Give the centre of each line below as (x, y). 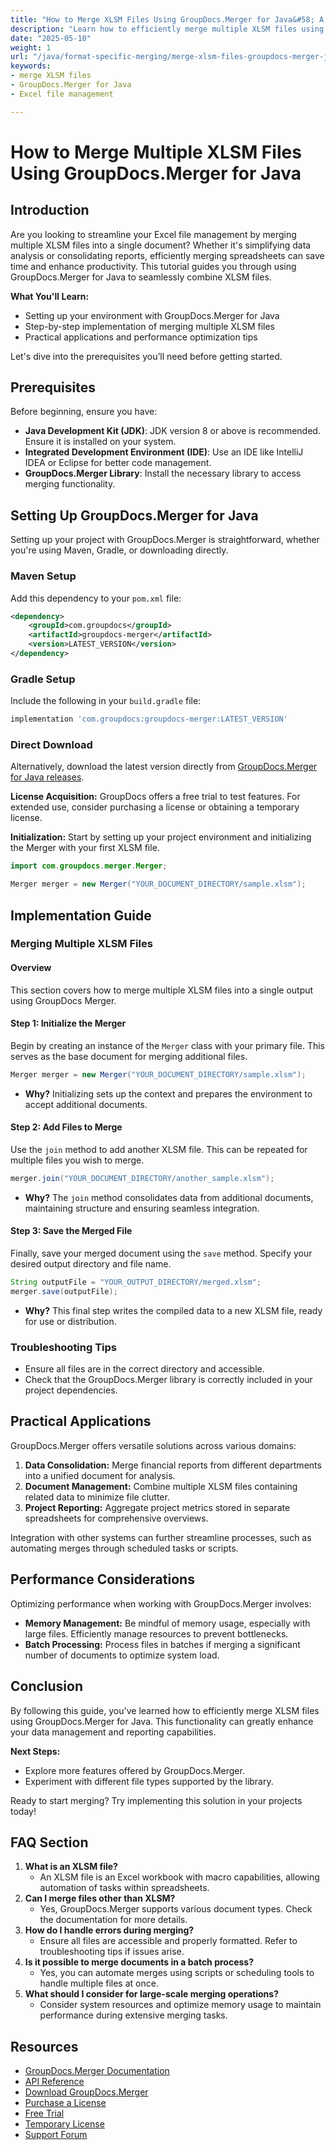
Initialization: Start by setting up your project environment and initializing (161, 837)
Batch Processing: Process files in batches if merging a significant (162, 1644)
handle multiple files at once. (99, 1983)
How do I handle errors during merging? (109, 1930)
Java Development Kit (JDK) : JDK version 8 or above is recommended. (172, 431)
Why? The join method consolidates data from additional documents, (169, 1197)
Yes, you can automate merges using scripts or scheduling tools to (177, 1973)
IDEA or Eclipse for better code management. (118, 463)
